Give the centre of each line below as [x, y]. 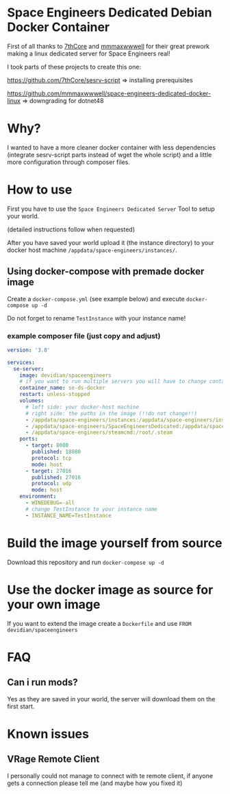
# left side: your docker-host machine [82, 407]
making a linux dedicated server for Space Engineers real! [89, 54]
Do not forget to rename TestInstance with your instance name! [97, 318]
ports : [29, 439]
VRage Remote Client [53, 759]
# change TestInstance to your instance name [91, 509]
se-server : [29, 369]
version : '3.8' [29, 350]
